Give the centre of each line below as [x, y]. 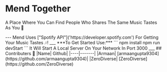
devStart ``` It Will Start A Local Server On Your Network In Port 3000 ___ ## [83, 48]
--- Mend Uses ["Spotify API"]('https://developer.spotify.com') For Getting [82, 37]
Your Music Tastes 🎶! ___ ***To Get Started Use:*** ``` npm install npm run [83, 42]
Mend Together [38, 9]
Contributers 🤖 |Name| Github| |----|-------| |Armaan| [61, 53]
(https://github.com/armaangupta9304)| [47, 59]
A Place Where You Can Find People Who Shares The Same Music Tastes [81, 22]
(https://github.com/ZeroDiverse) [39, 64]
